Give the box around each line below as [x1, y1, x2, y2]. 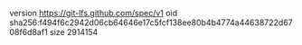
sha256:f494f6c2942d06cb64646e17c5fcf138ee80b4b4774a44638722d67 [9, 17, 293, 28]
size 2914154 [49, 27, 99, 37]
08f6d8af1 [9, 27, 48, 37]
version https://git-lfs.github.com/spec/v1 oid [9, 8, 178, 18]
